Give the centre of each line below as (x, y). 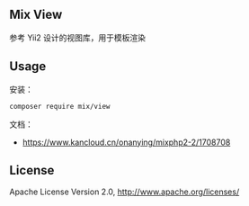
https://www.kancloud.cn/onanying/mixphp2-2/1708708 (126, 142)
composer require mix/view (60, 106)
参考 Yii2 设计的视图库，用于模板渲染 (78, 37)
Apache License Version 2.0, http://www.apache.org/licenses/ (124, 192)
